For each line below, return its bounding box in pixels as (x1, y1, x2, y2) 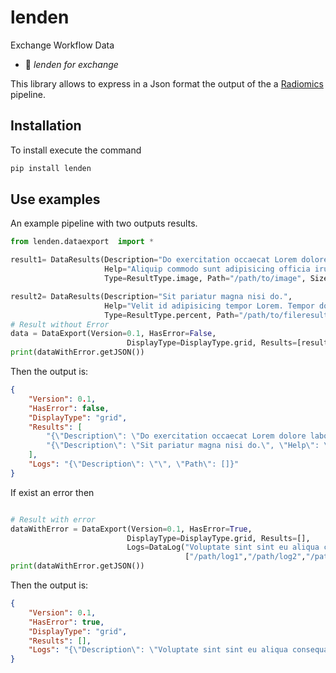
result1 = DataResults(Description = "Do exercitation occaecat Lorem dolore (10, 255, 329, 265)
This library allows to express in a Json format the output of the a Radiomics (10, 77, 324, 90)
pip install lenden (10, 163, 92, 173)
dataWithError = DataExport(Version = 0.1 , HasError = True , (10, 524, 253, 534)
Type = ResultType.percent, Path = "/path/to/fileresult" (104, 310, 333, 320)
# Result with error (10, 514, 97, 525)
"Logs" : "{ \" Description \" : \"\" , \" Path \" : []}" (28, 459, 240, 470)
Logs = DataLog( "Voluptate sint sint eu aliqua (126, 542, 320, 553)
